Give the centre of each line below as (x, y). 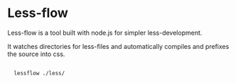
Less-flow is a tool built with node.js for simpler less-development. (105, 33)
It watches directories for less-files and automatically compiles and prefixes (118, 46)
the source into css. (36, 54)
